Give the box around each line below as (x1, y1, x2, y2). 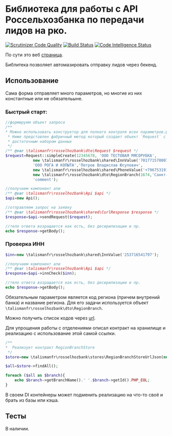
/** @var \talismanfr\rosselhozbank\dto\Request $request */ (5, 148, 139, 154)
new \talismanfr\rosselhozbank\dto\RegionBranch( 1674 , (32, 172, 153, 177)
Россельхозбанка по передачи (5, 14, 144, 26)
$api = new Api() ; (5, 195, 40, 201)
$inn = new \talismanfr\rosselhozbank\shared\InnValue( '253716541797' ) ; (5, 252, 159, 257)
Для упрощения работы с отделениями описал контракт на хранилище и (5, 324, 166, 331)
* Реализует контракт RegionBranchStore (5, 345, 95, 350)
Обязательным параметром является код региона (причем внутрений (5, 294, 160, 300)
